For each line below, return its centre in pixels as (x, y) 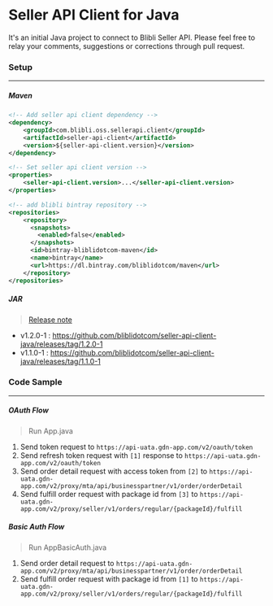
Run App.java (50, 431)
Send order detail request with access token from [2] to (114, 471)
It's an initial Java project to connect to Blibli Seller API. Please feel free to (132, 37)
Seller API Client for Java (94, 15)
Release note (50, 320)
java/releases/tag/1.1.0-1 (61, 361)
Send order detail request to (67, 563)
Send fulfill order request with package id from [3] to (109, 494)
